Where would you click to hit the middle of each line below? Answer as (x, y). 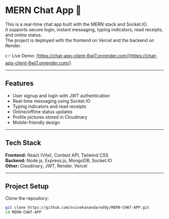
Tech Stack (23, 143)
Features (19, 83)
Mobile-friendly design (36, 122)
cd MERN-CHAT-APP (23, 212)
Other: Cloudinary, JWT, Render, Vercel (46, 166)
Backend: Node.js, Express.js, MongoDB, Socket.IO (59, 160)
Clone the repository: (27, 198)
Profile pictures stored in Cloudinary (50, 117)
